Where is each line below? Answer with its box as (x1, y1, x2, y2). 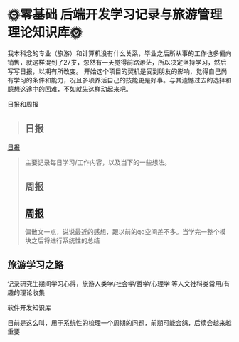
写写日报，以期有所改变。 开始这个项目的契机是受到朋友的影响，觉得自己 (7, 67, 221, 75)
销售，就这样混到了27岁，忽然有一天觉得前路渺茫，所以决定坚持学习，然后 (7, 58, 227, 66)
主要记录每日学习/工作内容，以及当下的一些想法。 (24, 158, 171, 166)
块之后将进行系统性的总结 (24, 236, 100, 245)
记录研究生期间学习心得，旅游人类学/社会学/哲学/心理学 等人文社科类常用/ (7, 279, 224, 288)
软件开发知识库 (7, 303, 51, 311)
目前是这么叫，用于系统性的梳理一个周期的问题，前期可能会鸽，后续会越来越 (7, 318, 232, 327)
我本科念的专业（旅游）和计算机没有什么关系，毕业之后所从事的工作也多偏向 (7, 49, 232, 58)
